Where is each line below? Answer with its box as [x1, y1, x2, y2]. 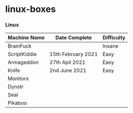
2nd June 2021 [49, 67, 87, 74]
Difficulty [102, 34, 125, 41]
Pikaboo [8, 99, 27, 106]
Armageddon [8, 59, 39, 66]
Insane [102, 42, 119, 49]
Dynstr [8, 83, 24, 90]
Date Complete [55, 34, 92, 41]
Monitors [8, 75, 29, 82]
